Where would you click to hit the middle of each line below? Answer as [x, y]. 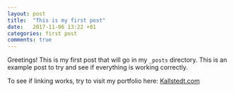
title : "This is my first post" [57, 20]
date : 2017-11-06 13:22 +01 [52, 27]
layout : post [27, 14]
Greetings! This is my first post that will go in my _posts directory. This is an [117, 60]
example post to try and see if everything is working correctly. [98, 67]
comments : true [30, 40]
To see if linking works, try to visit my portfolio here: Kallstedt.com [104, 81]
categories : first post [42, 33]
